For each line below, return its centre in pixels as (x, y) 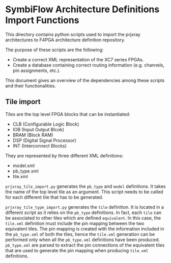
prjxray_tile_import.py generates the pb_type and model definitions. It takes (85, 186)
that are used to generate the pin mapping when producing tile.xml (77, 250)
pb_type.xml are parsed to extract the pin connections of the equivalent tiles (85, 245)
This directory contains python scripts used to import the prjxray (73, 34)
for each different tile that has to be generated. (54, 197)
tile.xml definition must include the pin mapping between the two (75, 223)
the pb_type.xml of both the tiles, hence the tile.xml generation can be (80, 234)
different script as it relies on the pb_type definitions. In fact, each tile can (83, 212)
